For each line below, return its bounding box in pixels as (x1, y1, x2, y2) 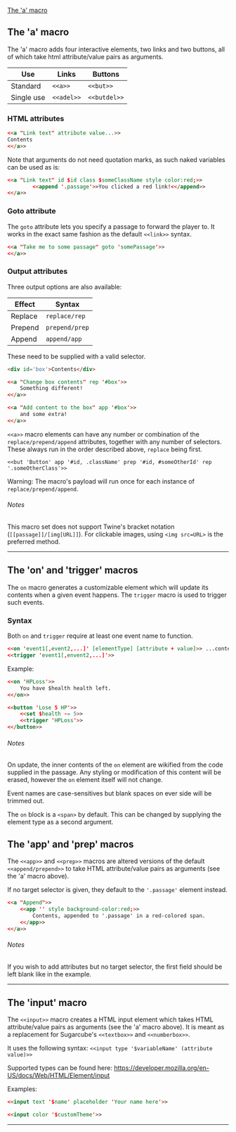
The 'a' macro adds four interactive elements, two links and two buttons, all (7, 45, 225, 54)
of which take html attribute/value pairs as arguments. (7, 52, 164, 61)
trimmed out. (7, 797, 44, 805)
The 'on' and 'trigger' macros (7, 565, 138, 577)
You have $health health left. (20, 684, 112, 692)
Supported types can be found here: (7, 1064, 112, 1072)
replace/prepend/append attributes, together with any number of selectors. (7, 437, 223, 446)
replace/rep (45, 312, 86, 320)
